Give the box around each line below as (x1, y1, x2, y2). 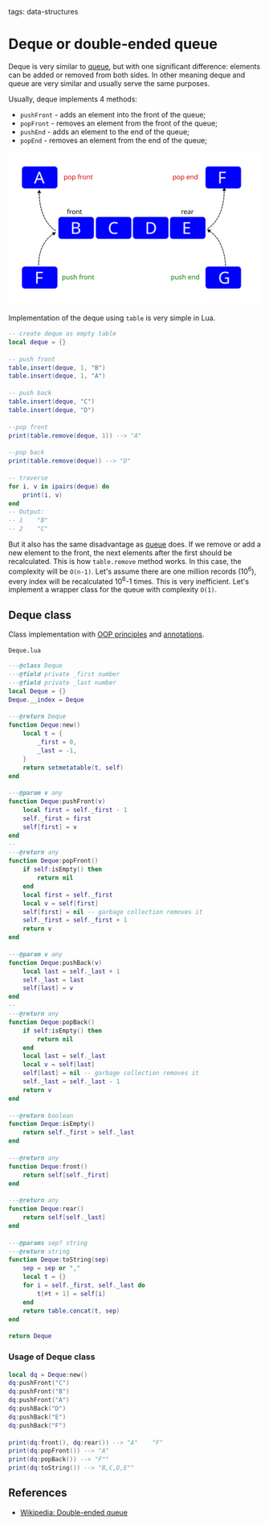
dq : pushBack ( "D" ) (8, 1404, 67, 1413)
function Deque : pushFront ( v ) (8, 798, 106, 806)
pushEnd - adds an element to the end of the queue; (19, 126, 190, 136)
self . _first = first (22, 814, 92, 822)
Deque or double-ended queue (8, 35, 218, 53)
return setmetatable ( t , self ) (22, 764, 124, 772)
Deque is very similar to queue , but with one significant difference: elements (8, 61, 261, 71)
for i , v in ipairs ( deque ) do (8, 482, 110, 490)
